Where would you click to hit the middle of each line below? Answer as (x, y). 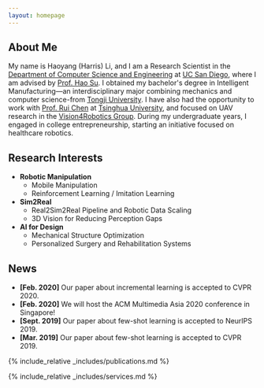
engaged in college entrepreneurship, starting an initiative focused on (121, 125)
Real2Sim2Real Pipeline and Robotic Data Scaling (111, 210)
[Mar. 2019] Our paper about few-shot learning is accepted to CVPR (130, 338)
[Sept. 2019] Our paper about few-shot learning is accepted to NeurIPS (136, 321)
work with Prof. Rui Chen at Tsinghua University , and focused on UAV (121, 108)
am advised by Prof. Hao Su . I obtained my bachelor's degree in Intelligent (129, 83)
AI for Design (42, 227)
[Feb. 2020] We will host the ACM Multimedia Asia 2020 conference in (135, 305)
